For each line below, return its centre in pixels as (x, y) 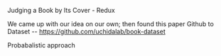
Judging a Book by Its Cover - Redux (61, 10)
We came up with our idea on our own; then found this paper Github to (111, 24)
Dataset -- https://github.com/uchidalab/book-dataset (86, 32)
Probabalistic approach (42, 45)
